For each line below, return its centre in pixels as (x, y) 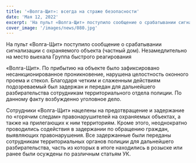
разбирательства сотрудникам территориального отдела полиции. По (94, 93)
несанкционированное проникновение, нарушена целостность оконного (97, 74)
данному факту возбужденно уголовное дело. (64, 99)
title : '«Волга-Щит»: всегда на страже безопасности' (73, 11)
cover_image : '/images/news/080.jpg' (52, 28)
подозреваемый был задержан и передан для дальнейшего (81, 87)
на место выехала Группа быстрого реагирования (69, 57)
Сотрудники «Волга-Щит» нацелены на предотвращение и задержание (95, 110)
